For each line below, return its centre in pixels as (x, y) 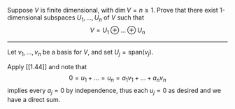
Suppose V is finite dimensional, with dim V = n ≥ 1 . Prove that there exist (113, 10)
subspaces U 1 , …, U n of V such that (94, 18)
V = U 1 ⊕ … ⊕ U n (117, 31)
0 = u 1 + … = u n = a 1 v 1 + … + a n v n (117, 79)
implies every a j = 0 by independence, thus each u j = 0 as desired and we (114, 92)
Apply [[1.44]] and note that (47, 67)
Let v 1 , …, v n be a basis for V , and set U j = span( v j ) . (80, 53)
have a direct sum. (34, 99)
